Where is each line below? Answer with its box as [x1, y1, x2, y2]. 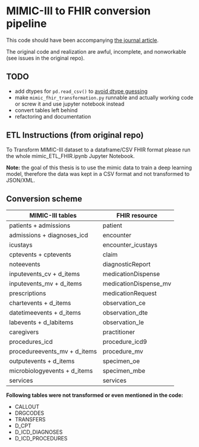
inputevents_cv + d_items [9, 270, 80, 278]
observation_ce [102, 299, 146, 308]
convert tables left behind [14, 106, 78, 114]
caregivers [9, 328, 39, 336]
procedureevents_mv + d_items [9, 347, 97, 356]
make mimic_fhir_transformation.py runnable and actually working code [14, 94, 194, 101]
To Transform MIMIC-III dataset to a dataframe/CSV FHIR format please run [6, 146, 191, 153]
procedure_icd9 [102, 338, 147, 346]
